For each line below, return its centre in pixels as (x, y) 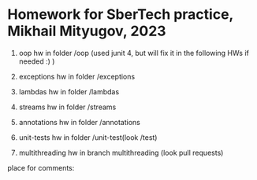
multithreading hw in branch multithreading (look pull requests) (121, 152)
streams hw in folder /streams (67, 107)
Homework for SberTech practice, (121, 15)
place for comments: (41, 167)
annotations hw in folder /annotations (80, 122)
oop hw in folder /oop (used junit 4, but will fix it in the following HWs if (134, 53)
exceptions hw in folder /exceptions (77, 76)
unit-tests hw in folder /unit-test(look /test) (88, 137)
